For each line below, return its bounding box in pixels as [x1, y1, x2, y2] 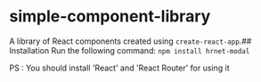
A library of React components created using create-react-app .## [9, 36, 252, 46]
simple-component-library [9, 6, 211, 27]
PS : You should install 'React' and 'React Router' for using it [9, 62, 230, 73]
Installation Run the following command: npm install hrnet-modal [9, 45, 250, 55]
